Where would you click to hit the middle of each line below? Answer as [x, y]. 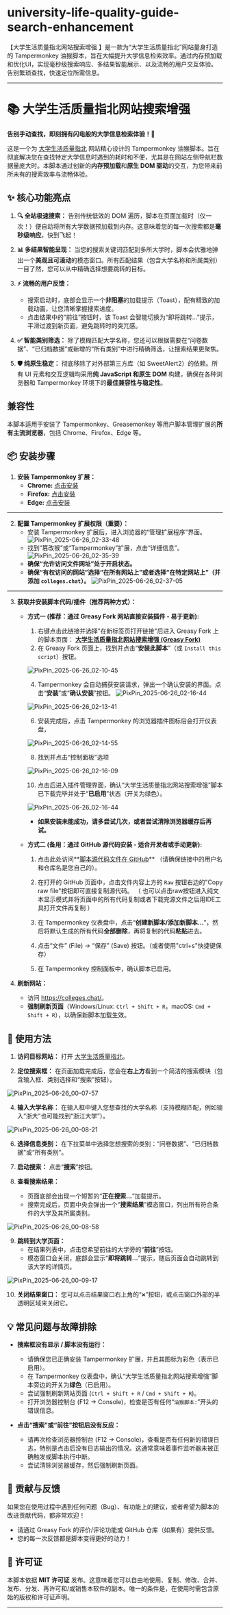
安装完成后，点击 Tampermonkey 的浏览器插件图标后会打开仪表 [127, 721]
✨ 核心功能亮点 [39, 198]
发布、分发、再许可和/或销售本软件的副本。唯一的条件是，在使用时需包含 [110, 1588]
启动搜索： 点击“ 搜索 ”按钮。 [57, 1167]
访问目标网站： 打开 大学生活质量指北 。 [73, 1057]
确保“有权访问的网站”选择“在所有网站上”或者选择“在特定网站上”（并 [124, 573]
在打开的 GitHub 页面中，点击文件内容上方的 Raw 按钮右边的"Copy [130, 882]
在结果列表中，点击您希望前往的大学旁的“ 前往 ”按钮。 [102, 1250]
